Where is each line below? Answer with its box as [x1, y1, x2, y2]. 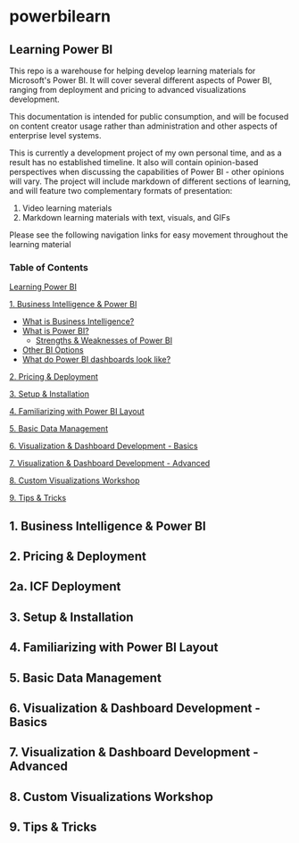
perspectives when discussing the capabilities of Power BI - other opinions [9, 167, 285, 177]
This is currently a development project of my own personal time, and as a [9, 147, 282, 158]
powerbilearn [9, 6, 112, 27]
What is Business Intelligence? [21, 316, 135, 327]
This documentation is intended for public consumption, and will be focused [9, 112, 289, 121]
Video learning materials [21, 203, 112, 213]
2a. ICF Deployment [9, 579, 121, 595]
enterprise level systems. [9, 130, 102, 140]
